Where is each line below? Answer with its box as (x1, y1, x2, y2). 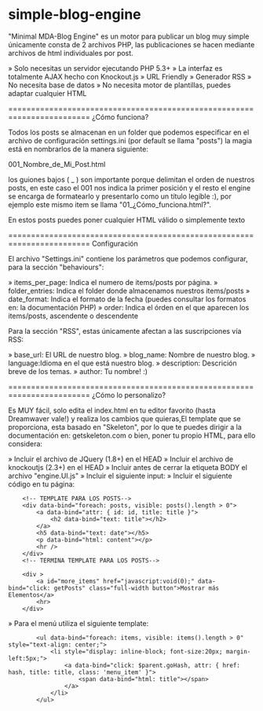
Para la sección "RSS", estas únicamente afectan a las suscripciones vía (8, 326, 242, 335)
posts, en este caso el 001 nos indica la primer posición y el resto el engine (8, 183, 251, 192)
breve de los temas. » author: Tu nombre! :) (8, 366, 148, 376)
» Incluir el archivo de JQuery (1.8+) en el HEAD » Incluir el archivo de (8, 454, 234, 464)
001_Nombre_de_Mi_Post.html (8, 159, 106, 168)
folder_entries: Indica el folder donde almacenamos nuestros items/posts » (8, 286, 250, 295)
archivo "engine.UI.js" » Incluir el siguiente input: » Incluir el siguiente (8, 471, 233, 480)
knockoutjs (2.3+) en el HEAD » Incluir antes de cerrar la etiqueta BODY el (8, 462, 247, 472)
